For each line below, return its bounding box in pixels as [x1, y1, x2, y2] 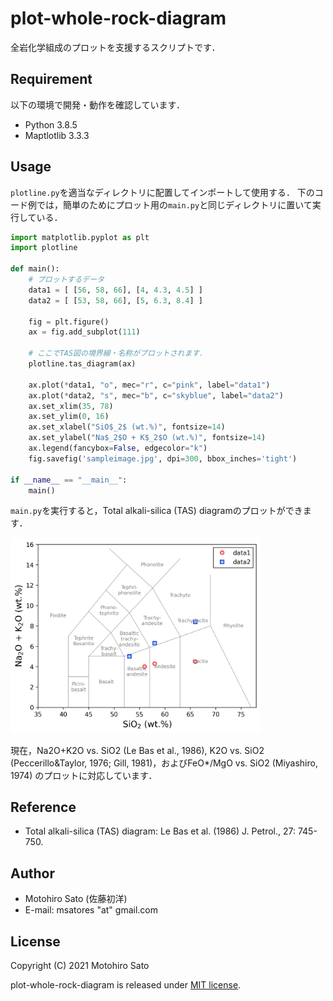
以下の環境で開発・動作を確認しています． [10, 98, 186, 111]
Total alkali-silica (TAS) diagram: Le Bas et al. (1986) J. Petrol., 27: [24, 825, 296, 837]
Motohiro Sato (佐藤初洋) [24, 893, 128, 905]
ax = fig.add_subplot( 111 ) [28, 327, 141, 337]
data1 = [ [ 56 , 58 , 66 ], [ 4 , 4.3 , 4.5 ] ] [28, 285, 203, 295]
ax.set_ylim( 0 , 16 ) [28, 412, 110, 422]
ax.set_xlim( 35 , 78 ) [28, 401, 114, 411]
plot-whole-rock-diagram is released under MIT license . [10, 978, 242, 991]
